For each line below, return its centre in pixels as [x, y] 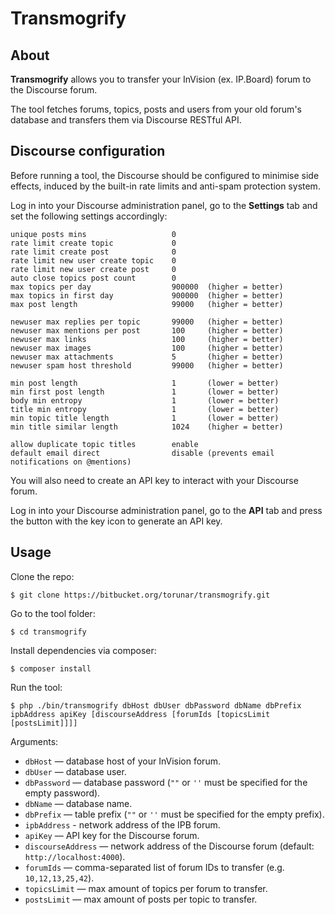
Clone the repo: [42, 576]
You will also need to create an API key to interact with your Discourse [154, 480]
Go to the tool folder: [53, 613]
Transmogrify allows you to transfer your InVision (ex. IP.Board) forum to [161, 79]
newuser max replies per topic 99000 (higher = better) [147, 322]
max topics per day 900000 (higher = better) [147, 287]
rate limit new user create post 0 [93, 269]
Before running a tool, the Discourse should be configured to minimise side [165, 175]
